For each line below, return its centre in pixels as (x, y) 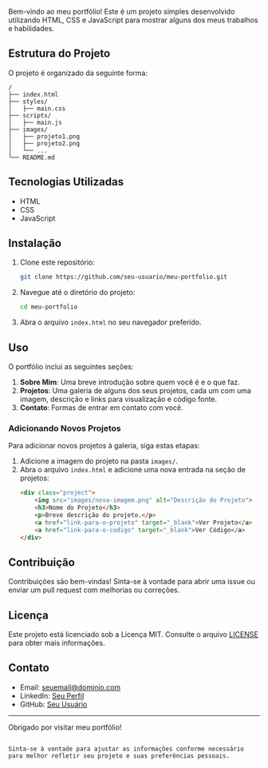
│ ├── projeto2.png (44, 143)
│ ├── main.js (35, 122)
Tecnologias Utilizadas (66, 182)
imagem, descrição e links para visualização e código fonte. (118, 399)
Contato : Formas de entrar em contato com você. (101, 408)
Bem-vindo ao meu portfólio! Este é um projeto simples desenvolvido (122, 12)
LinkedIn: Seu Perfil (52, 695)
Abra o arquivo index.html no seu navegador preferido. (110, 322)
